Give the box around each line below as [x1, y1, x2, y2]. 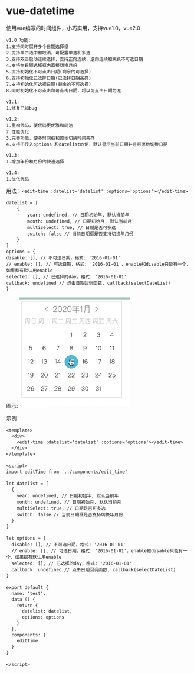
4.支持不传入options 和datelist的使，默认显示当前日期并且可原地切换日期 [6, 141, 168, 147]
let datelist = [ [6, 481, 49, 487]
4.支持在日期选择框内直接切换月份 [6, 62, 78, 69]
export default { [6, 584, 49, 590]
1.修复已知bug [6, 105, 37, 111]
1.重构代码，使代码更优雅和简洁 [6, 123, 73, 128]
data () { [11, 596, 35, 602]
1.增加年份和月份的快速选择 [6, 159, 65, 165]
